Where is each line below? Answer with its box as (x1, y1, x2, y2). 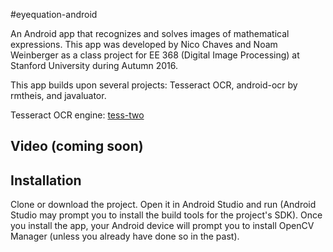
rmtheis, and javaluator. (10, 90, 107, 101)
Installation (10, 172, 82, 189)
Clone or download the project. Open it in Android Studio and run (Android (10, 199, 317, 211)
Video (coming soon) (10, 138, 144, 155)
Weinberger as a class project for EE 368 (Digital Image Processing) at (10, 49, 300, 61)
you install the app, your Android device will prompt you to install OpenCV (10, 220, 315, 232)
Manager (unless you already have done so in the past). (10, 230, 240, 243)
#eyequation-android (10, 9, 98, 20)
